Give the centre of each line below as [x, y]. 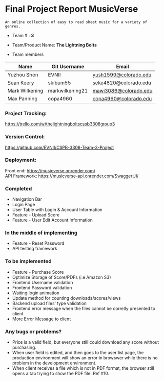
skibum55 [60, 83]
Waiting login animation [36, 293]
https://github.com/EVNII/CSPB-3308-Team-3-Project [60, 147]
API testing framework [35, 249]
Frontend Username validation [42, 282]
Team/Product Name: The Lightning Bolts [54, 45]
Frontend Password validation [42, 287]
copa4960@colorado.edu [122, 98]
